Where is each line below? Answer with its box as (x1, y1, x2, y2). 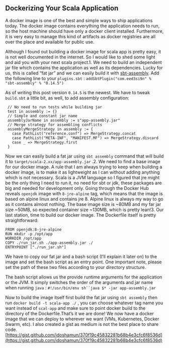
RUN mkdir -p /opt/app (5, 231, 53, 236)
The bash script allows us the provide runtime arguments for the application (5, 274, 162, 280)
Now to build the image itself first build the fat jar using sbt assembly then (5, 294, 157, 300)
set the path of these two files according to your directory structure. (5, 264, 146, 270)
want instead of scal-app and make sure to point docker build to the (5, 305, 146, 311)
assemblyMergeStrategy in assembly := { (7, 126, 94, 131)
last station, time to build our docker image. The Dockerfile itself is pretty (5, 212, 156, 218)
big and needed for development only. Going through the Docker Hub (5, 185, 149, 191)
